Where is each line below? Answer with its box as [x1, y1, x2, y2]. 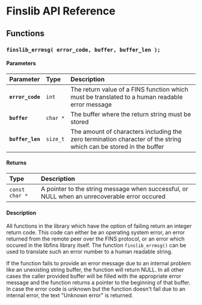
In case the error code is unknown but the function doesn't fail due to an [6, 285, 186, 293]
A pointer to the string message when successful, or [41, 184, 188, 193]
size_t [46, 136, 65, 142]
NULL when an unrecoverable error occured [41, 192, 166, 200]
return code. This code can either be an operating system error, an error [6, 229, 185, 236]
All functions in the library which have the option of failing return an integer [6, 222, 192, 230]
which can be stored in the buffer [70, 142, 164, 151]
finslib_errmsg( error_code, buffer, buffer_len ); [6, 46, 161, 53]
